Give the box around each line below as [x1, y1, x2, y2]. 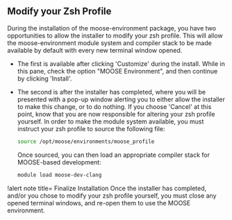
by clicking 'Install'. [17, 74, 72, 83]
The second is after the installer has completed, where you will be [17, 87, 206, 96]
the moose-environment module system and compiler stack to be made [7, 38, 212, 47]
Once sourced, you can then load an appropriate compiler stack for [17, 151, 210, 159]
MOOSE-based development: [17, 158, 102, 166]
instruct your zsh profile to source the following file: [17, 124, 165, 133]
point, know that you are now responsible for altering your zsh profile [17, 110, 215, 118]
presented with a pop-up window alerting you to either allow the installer [17, 95, 226, 103]
